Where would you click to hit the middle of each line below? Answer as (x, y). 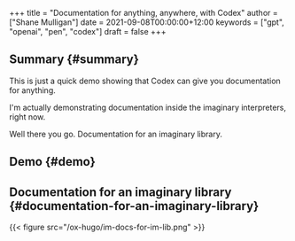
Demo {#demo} (52, 162)
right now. (27, 117)
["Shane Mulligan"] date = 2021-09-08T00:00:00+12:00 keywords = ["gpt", (147, 22)
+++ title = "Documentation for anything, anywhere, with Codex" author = (144, 13)
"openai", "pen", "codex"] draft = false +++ (88, 31)
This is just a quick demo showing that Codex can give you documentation (145, 81)
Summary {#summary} (74, 60)
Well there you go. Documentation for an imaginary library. (116, 134)
